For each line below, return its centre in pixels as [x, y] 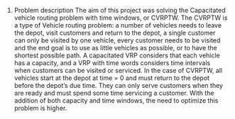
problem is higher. [40, 108]
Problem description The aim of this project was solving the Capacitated [120, 10]
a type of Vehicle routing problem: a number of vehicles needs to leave [118, 25]
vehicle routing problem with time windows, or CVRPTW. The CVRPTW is [121, 18]
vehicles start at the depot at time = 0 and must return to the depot [112, 78]
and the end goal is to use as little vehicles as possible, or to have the [116, 48]
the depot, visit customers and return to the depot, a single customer [115, 33]
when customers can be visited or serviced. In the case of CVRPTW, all [118, 70]
